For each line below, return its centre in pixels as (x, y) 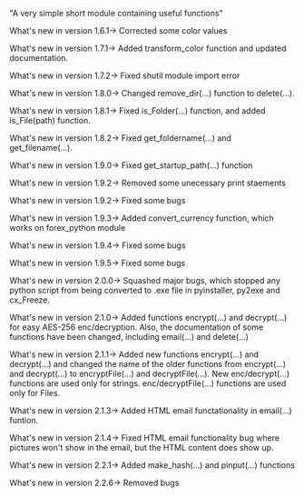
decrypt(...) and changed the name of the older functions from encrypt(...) (148, 364)
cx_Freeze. (29, 300)
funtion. (24, 420)
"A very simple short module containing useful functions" (117, 13)
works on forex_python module (68, 228)
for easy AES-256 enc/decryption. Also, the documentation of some (137, 327)
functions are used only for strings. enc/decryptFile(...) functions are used (148, 383)
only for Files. (35, 393)
